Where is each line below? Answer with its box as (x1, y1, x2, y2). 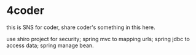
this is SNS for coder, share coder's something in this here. (6, 24, 155, 31)
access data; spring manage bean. (6, 42, 94, 49)
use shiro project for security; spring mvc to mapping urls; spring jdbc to (6, 35, 190, 42)
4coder (6, 4, 45, 18)
